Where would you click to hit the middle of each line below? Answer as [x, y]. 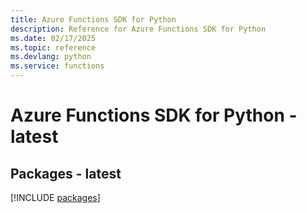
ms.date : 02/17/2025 [53, 38]
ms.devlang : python [51, 57]
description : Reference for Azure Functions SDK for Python [138, 29]
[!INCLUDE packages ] [55, 197]
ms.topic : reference [53, 47]
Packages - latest [66, 173]
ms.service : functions [57, 66]
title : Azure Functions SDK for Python [93, 19]
